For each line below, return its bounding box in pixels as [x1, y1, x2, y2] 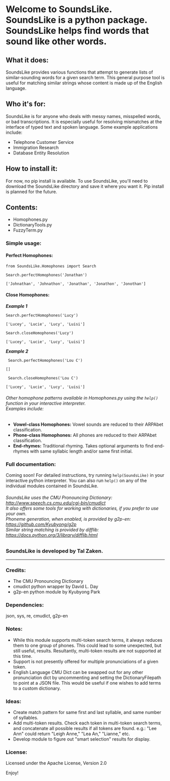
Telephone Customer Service [13, 139, 74, 145]
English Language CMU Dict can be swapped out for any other [13, 669, 143, 675]
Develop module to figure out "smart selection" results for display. [13, 736, 151, 742]
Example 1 [6, 303, 28, 309]
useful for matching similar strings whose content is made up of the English [6, 80, 163, 86]
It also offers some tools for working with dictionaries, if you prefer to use [6, 505, 159, 511]
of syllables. [13, 715, 38, 721]
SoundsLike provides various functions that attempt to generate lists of [6, 69, 153, 75]
